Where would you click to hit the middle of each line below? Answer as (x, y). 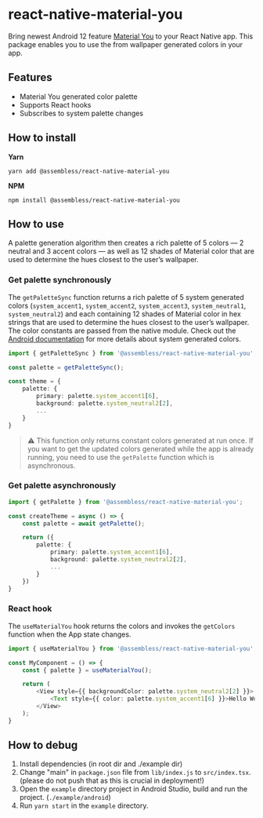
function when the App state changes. (70, 634)
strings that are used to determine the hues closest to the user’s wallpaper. (129, 322)
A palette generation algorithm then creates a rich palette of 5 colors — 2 (126, 243)
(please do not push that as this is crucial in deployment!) (112, 781)
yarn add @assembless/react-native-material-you (89, 171)
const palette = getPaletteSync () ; (66, 367)
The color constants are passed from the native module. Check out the (122, 330)
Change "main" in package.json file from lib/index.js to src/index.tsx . (135, 772)
